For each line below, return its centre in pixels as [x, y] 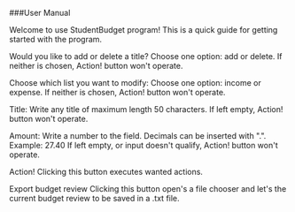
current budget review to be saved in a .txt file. [94, 198]
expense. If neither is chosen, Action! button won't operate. [117, 92]
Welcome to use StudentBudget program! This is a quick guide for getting [144, 30]
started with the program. [56, 39]
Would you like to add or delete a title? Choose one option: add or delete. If [146, 56]
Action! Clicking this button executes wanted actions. [106, 172]
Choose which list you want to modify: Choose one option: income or [135, 83]
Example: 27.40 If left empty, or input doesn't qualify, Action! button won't [144, 145]
